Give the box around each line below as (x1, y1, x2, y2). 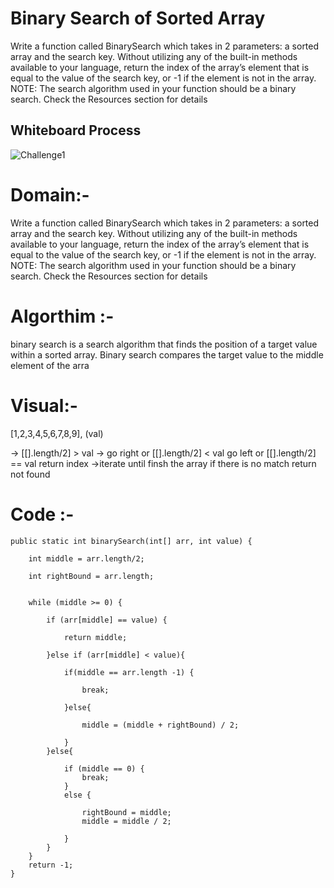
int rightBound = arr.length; (28, 571, 155, 581)
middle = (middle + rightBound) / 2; (81, 720, 240, 730)
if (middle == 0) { (63, 763, 145, 774)
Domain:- (10, 183, 90, 206)
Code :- (10, 503, 75, 526)
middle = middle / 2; (81, 816, 172, 826)
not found (10, 468, 51, 480)
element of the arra (10, 359, 90, 371)
